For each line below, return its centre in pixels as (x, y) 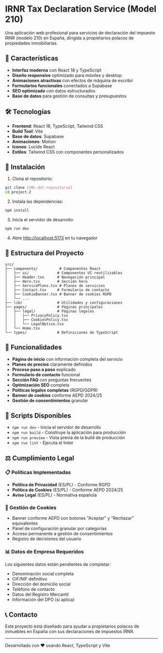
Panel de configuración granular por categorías (59, 529)
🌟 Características (32, 59)
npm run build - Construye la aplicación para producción (69, 432)
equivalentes (25, 523)
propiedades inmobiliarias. (32, 43)
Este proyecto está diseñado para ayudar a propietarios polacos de (72, 626)
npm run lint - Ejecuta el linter (43, 443)
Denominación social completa (43, 574)
